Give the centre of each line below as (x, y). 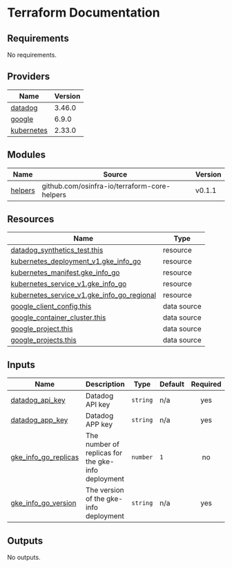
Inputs (21, 365)
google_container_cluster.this (58, 318)
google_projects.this (44, 340)
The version (105, 491)
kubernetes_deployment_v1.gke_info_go (76, 262)
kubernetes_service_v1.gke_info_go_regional (84, 295)
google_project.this (42, 329)
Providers (29, 76)
